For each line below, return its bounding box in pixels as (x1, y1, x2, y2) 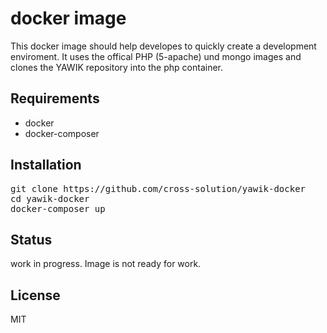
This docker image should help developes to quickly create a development (10, 40, 317, 52)
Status (10, 231, 53, 248)
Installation (10, 157, 82, 174)
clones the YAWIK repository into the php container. (10, 61, 223, 73)
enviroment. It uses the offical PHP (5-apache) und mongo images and (10, 50, 302, 62)
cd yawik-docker (10, 193, 90, 204)
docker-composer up (10, 203, 106, 214)
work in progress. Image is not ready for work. (10, 258, 202, 270)
